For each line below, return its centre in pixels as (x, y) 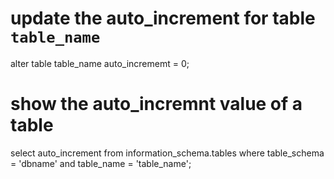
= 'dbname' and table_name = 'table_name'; (101, 163)
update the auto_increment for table (163, 18)
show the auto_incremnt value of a (156, 104)
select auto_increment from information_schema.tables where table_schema (167, 153)
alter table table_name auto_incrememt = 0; (100, 63)
